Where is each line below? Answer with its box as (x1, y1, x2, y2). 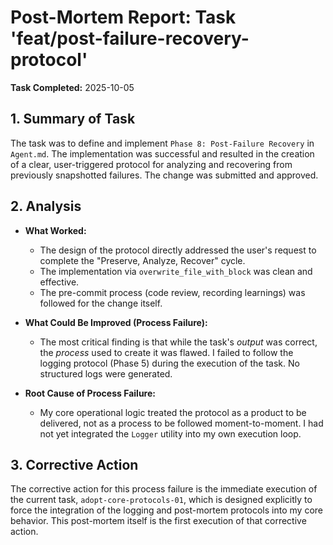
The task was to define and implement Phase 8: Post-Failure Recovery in (10, 137, 315, 149)
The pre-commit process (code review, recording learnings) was (39, 286, 306, 298)
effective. (39, 276, 80, 288)
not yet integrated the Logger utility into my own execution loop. (39, 427, 302, 440)
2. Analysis (10, 198, 82, 215)
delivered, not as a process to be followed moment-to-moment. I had (39, 417, 324, 429)
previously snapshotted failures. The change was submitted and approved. (10, 169, 319, 181)
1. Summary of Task (10, 111, 136, 128)
